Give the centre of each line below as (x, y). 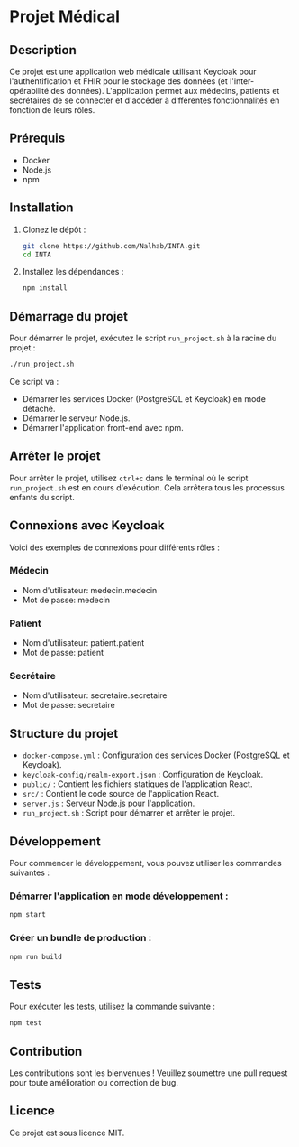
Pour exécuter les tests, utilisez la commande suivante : (113, 1007)
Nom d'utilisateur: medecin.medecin (90, 590)
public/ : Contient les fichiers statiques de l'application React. (137, 784)
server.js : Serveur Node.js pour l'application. (109, 803)
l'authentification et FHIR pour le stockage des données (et (118, 81)
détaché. (39, 408)
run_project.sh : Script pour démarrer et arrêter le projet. (129, 813)
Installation (41, 208)
